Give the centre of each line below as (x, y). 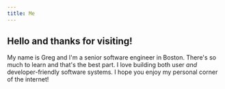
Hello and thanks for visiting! (70, 41)
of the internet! (28, 79)
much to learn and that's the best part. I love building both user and (102, 65)
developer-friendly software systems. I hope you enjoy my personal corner (112, 72)
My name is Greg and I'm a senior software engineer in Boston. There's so (112, 58)
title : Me (21, 13)
